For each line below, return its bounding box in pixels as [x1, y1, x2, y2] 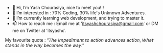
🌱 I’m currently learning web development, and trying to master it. [12, 15, 145, 21]
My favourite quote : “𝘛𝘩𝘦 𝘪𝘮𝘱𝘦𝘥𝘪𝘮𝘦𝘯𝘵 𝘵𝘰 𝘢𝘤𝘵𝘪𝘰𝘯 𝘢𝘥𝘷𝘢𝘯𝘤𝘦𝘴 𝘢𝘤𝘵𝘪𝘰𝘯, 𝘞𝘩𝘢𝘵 [5, 37, 154, 43]
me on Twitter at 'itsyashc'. [12, 27, 67, 33]
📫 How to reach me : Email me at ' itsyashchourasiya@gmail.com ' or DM [12, 21, 159, 26]
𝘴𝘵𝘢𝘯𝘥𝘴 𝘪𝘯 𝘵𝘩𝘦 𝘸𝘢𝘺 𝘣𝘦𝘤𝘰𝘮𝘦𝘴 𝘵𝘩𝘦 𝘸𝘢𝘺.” [5, 42, 85, 48]
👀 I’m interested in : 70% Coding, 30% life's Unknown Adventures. [12, 10, 146, 16]
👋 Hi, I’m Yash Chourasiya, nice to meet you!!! [12, 5, 104, 10]
